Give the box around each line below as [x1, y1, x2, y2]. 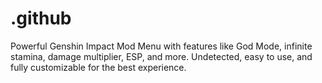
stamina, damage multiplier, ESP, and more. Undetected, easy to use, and [10, 50, 313, 62]
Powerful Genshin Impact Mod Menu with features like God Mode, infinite [10, 40, 313, 52]
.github [10, 7, 72, 30]
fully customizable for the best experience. [10, 61, 187, 73]
